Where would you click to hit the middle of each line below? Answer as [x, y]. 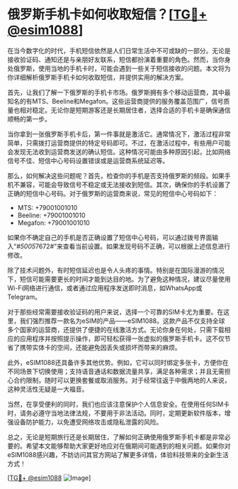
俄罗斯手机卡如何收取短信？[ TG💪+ [107, 15]
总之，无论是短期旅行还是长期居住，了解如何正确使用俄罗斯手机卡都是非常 [116, 436]
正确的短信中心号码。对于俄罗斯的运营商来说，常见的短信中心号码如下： [113, 193]
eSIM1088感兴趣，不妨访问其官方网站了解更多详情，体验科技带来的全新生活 [118, 454]
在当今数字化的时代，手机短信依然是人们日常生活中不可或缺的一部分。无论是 [119, 50]
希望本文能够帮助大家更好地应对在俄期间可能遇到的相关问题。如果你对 [128, 446]
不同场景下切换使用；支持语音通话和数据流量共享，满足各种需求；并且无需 [116, 371]
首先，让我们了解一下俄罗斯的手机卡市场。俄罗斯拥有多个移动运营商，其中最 [119, 92]
